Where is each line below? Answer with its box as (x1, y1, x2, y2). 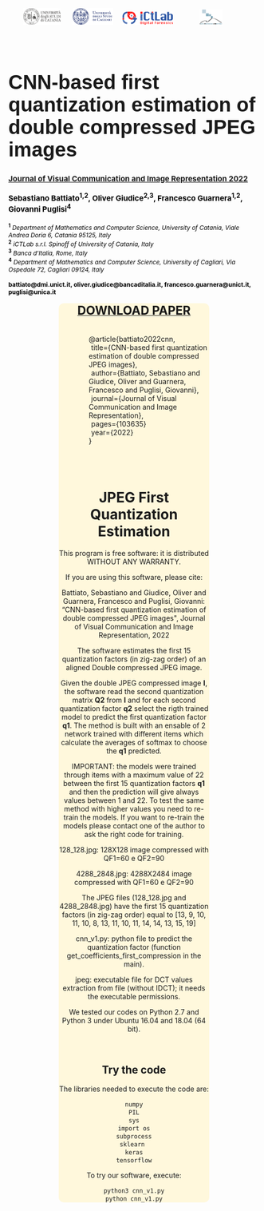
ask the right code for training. (84, 830, 184, 840)
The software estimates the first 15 (77, 646, 191, 656)
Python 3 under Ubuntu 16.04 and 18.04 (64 (61, 1016, 207, 1026)
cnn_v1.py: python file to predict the (75, 934, 193, 943)
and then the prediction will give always (69, 787, 199, 797)
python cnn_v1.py (104, 1195, 164, 1203)
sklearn (119, 1141, 145, 1149)
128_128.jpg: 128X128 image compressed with (59, 845, 209, 855)
